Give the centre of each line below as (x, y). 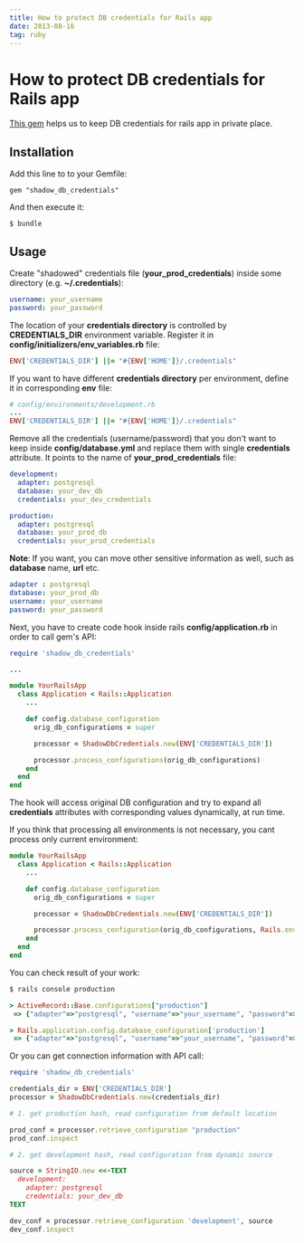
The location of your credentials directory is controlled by (119, 325)
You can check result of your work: (75, 973)
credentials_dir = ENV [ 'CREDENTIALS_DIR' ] (90, 1089)
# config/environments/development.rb (82, 404)
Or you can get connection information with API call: (107, 1056)
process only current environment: (74, 840)
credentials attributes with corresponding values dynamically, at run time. (147, 812)
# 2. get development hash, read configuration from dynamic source (141, 1154)
